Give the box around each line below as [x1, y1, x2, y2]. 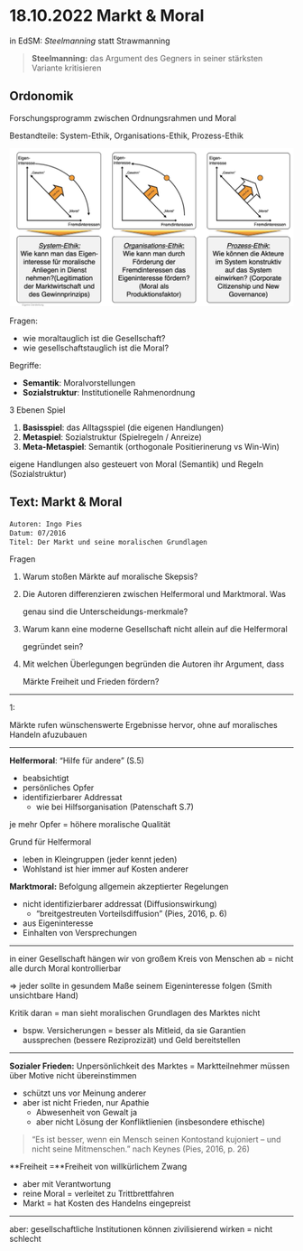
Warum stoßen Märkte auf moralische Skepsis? [22, 571, 198, 582]
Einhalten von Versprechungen [22, 927, 138, 938]
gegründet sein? [22, 640, 84, 651]
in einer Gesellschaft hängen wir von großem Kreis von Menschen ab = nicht [9, 953, 294, 964]
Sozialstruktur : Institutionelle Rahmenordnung [22, 387, 196, 397]
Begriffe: [9, 359, 42, 370]
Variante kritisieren [31, 62, 102, 73]
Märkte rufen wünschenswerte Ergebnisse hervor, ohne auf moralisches [9, 719, 278, 730]
